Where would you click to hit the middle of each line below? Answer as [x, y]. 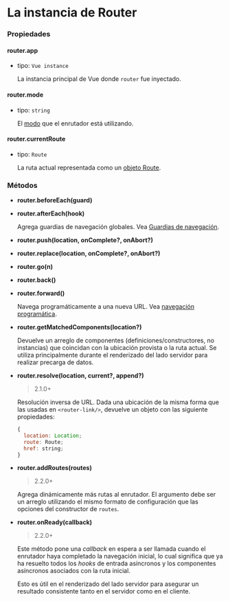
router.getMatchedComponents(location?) [79, 327]
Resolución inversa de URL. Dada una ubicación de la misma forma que [118, 402]
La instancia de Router [72, 13]
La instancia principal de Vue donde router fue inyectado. [99, 79]
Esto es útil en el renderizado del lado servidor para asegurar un [108, 584]
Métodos [22, 185]
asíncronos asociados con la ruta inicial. [73, 571]
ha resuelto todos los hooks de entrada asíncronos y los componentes [116, 563]
